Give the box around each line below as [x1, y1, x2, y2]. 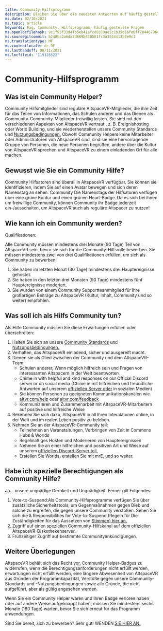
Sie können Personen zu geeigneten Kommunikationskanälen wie [19, 390, 150, 397]
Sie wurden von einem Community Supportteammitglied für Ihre [12, 287, 140, 293]
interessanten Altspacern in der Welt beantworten [19, 370, 119, 376]
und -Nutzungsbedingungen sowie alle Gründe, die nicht [26, 581, 140, 587]
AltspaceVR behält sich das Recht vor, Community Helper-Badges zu [5, 560, 143, 566]
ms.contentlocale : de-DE [5, 43, 55, 48]
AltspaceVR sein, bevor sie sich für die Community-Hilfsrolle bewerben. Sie [5, 247, 156, 252]
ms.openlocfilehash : [5, 30, 47, 35]
